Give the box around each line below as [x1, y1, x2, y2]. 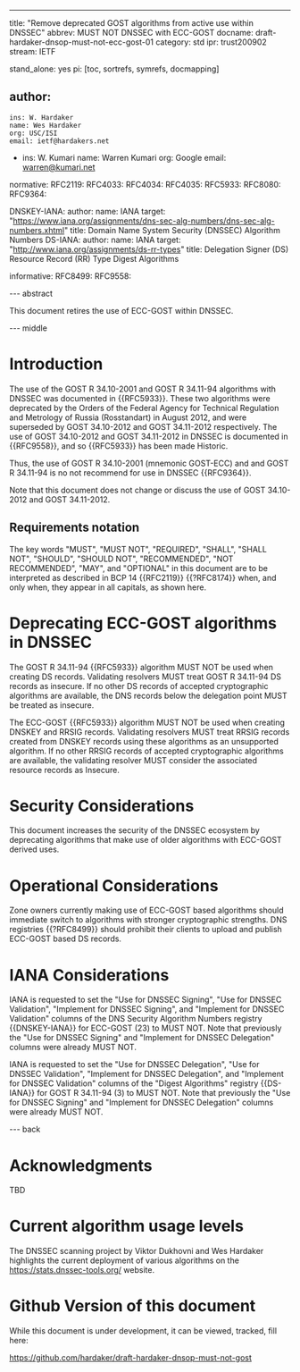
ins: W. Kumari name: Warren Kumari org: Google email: [21, 152, 227, 163]
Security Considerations [9, 795, 195, 816]
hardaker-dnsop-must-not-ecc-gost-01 [9, 37, 154, 47]
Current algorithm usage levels [9, 1216, 244, 1236]
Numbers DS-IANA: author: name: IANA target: [9, 234, 181, 245]
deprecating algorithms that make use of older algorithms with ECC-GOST [9, 835, 283, 846]
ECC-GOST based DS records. [9, 933, 122, 944]
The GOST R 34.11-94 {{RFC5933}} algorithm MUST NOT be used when [9, 661, 274, 672]
